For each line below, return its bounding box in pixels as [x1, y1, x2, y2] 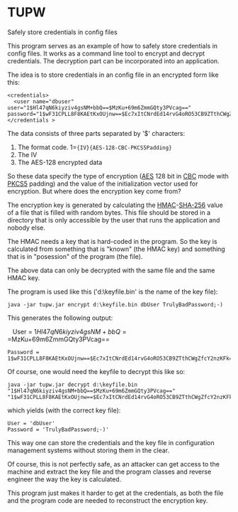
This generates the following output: [7, 314, 113, 322]
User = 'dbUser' [7, 420, 55, 427]
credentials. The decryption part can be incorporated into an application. [7, 56, 220, 65]
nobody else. [7, 223, 46, 232]
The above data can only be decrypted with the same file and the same [7, 266, 215, 274]
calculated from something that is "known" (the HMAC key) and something [7, 245, 225, 253]
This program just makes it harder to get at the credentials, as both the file [7, 489, 224, 497]
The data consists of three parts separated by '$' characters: [7, 129, 186, 137]
